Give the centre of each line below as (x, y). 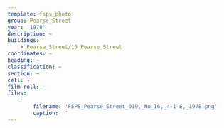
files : (17, 93)
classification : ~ (34, 67)
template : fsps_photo (39, 14)
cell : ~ (19, 80)
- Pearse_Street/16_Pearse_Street (71, 47)
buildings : (23, 41)
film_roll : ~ (27, 87)
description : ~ (30, 34)
